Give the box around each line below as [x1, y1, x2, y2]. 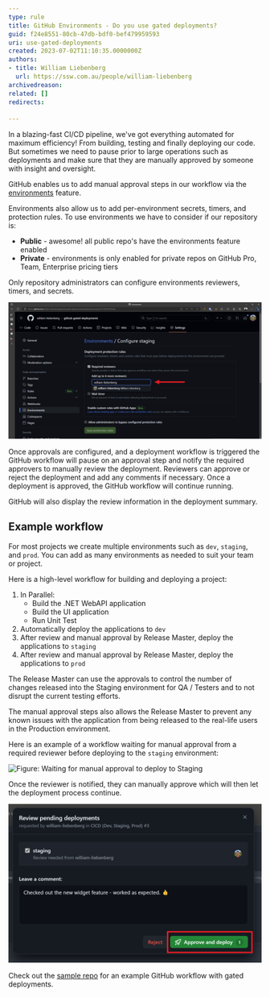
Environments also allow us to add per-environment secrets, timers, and [8, 204, 247, 214]
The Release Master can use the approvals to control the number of [8, 674, 232, 683]
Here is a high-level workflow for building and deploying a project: [8, 574, 227, 584]
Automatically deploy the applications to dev [19, 624, 166, 634]
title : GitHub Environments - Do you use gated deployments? [8, 21, 218, 30]
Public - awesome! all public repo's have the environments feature [19, 236, 241, 246]
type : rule [8, 13, 45, 21]
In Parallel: [19, 589, 55, 600]
